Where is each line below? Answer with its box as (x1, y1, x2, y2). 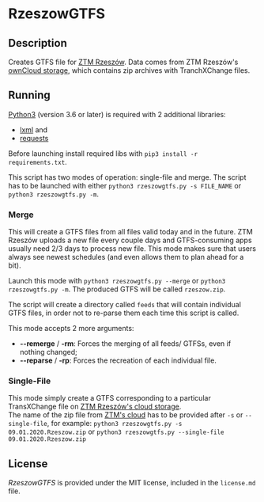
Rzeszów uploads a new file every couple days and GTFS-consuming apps (8, 235, 252, 245)
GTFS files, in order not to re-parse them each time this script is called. (8, 308, 239, 318)
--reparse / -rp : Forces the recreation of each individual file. (19, 356, 217, 365)
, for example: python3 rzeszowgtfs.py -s (47, 419, 183, 428)
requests (19, 133, 49, 143)
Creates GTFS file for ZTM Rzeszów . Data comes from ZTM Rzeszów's (8, 57, 239, 67)
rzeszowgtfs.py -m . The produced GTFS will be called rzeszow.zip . (8, 284, 226, 294)
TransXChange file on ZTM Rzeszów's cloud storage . (8, 401, 182, 412)
